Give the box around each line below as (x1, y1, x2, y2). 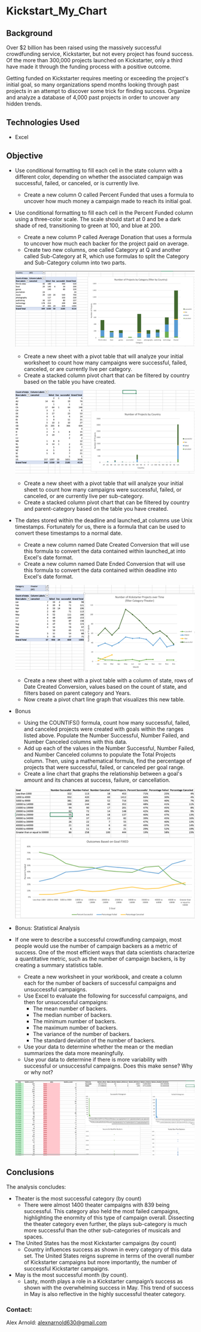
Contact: (6, 1305, 32, 1313)
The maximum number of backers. (32, 1024, 118, 1031)
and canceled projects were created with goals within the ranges (23, 725, 184, 733)
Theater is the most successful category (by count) (14, 1195, 142, 1202)
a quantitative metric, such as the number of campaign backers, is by (14, 955, 186, 962)
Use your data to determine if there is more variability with (23, 1056, 167, 1063)
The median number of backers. (32, 1011, 112, 1018)
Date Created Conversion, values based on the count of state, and (23, 683, 187, 690)
